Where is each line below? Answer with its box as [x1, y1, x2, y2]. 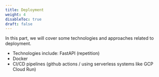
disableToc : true [5, 17, 42, 22]
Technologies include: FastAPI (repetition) [12, 50, 100, 56]
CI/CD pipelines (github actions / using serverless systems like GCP [12, 61, 153, 67]
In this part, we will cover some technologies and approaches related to [5, 35, 154, 41]
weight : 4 [5, 12, 26, 17]
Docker [12, 56, 28, 62]
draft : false [5, 21, 33, 27]
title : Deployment [5, 7, 44, 13]
